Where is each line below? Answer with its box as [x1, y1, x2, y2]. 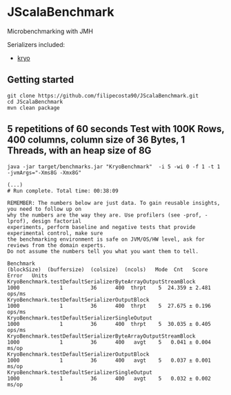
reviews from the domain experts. [7, 241, 107, 249]
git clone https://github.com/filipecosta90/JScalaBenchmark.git [7, 92, 199, 99]
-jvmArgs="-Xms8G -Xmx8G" [7, 169, 81, 176]
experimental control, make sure [7, 230, 103, 237]
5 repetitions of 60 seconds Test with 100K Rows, [7, 123, 225, 135]
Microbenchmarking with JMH [7, 27, 93, 35]
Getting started [7, 74, 74, 86]
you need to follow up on [7, 205, 81, 212]
